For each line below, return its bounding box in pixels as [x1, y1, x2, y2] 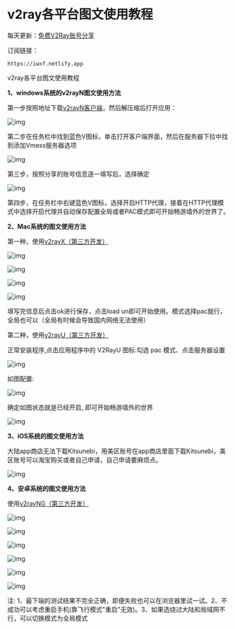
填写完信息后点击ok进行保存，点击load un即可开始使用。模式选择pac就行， [7, 306, 227, 315]
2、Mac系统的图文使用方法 [7, 222, 87, 230]
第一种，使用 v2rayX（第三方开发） [7, 237, 109, 246]
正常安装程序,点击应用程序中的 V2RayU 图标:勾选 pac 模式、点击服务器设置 [7, 345, 226, 354]
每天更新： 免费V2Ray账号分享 [7, 31, 95, 40]
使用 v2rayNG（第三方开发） [7, 499, 90, 508]
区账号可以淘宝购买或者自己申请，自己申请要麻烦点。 [7, 455, 162, 464]
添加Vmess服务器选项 [13, 140, 77, 149]
